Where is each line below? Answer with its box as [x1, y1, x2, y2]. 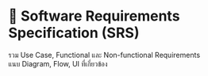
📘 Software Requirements [8, 7, 180, 25]
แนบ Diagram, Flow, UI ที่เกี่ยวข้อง [8, 59, 108, 68]
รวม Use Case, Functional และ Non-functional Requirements [8, 50, 201, 59]
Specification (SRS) [8, 24, 140, 42]
